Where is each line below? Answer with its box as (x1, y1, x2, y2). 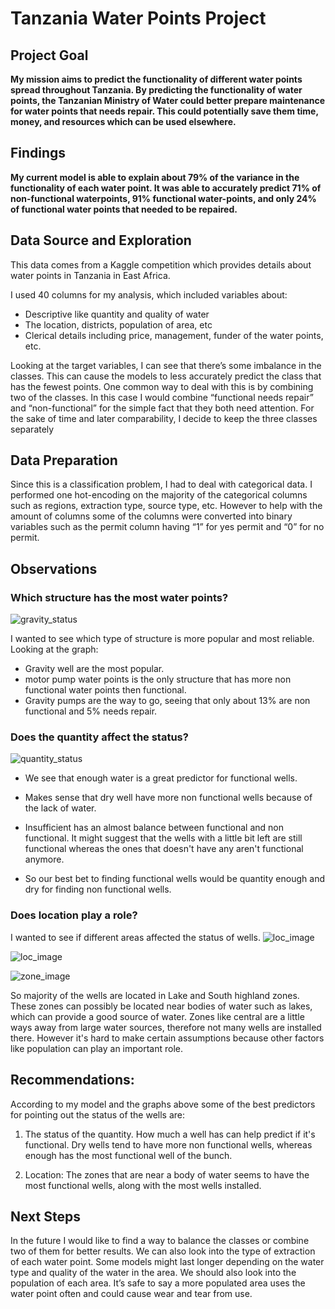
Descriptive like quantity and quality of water (24, 308, 210, 320)
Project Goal (10, 47, 89, 64)
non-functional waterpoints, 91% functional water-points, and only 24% (10, 192, 317, 204)
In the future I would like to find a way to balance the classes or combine (10, 1235, 310, 1247)
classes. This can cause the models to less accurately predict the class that (10, 370, 322, 382)
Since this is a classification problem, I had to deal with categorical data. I (10, 478, 313, 491)
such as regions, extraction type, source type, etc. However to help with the (10, 500, 323, 512)
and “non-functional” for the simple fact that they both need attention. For (10, 402, 315, 414)
